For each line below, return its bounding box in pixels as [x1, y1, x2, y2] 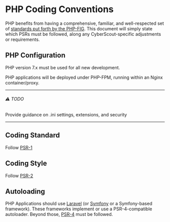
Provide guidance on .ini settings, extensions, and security [5, 111, 127, 117]
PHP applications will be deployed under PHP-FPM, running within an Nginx [5, 74, 163, 80]
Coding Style [5, 159, 47, 168]
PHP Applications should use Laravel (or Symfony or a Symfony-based [5, 201, 153, 207]
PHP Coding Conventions [5, 4, 114, 15]
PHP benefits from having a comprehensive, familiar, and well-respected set [5, 20, 164, 26]
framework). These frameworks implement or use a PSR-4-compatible [5, 206, 153, 212]
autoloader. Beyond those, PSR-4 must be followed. [5, 211, 113, 217]
